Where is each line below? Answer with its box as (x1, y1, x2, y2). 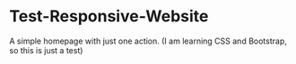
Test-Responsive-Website (9, 6, 209, 27)
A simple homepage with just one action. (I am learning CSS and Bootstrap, (9, 36, 287, 46)
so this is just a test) (9, 44, 83, 55)
